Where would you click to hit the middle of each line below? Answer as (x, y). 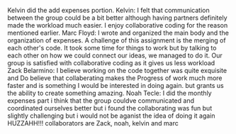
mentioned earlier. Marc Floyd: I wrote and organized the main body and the (118, 33)
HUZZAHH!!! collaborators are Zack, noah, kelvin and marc (93, 123)
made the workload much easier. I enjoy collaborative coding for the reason (118, 25)
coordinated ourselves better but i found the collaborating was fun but (110, 108)
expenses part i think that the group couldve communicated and (101, 101)
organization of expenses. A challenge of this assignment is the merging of (117, 40)
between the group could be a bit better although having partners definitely (118, 18)
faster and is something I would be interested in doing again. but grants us (116, 85)
